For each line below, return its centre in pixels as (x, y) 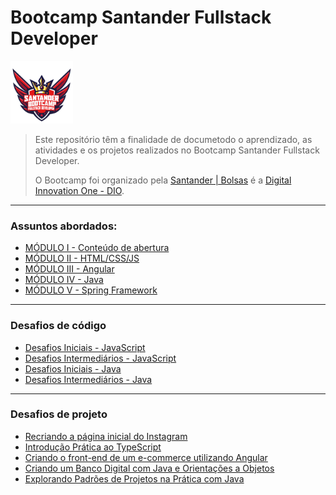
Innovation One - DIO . (79, 190)
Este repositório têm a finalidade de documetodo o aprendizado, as (173, 139)
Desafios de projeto (59, 414)
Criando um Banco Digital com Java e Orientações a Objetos (149, 468)
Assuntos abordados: (64, 226)
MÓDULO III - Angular (69, 269)
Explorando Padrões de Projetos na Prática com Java (134, 478)
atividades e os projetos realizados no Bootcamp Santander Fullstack (177, 150)
